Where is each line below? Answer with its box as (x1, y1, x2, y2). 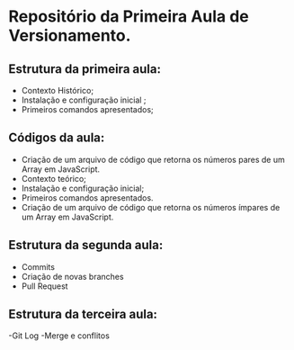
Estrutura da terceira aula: (8, 307, 158, 322)
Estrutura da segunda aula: (8, 238, 164, 253)
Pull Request (21, 281, 68, 292)
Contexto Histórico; (21, 85, 94, 95)
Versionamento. (8, 25, 131, 46)
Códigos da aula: (8, 130, 105, 146)
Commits (21, 261, 56, 272)
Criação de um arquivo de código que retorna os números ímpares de (21, 202, 281, 212)
